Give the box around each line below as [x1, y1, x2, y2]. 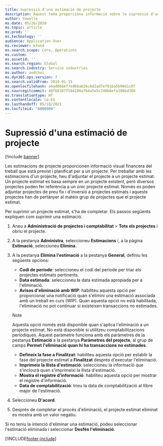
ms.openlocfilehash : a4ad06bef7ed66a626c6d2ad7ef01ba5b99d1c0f [5, 83, 136, 89]
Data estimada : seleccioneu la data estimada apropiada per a [19, 277, 143, 283]
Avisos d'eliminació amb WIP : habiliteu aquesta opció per [19, 287, 136, 293]
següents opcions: [12, 257, 49, 263]
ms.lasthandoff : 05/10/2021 [5, 102, 62, 107]
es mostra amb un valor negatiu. [12, 412, 77, 417]
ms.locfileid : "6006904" [5, 106, 55, 112]
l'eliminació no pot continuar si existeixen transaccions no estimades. [19, 303, 158, 309]
